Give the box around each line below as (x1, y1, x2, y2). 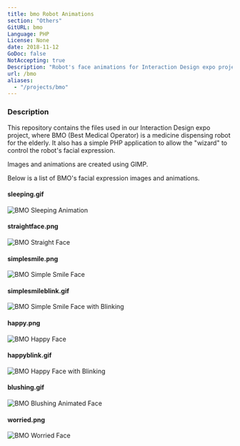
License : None (7, 37, 50, 44)
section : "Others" (7, 17, 62, 24)
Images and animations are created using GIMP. (7, 160, 149, 168)
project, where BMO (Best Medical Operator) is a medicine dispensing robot (7, 131, 231, 139)
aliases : (7, 76, 34, 84)
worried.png (7, 415, 45, 424)
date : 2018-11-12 (7, 44, 59, 51)
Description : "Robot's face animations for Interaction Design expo (7, 64, 216, 71)
